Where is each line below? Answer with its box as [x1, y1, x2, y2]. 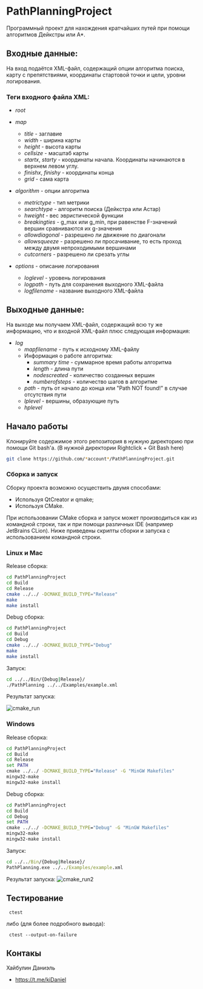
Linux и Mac [6, 549, 43, 557]
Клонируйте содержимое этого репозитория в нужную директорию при [6, 437, 194, 445]
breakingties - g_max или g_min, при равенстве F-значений [24, 218, 178, 226]
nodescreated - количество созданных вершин [33, 371, 155, 378]
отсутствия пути [24, 390, 67, 398]
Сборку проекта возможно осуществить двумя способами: [6, 484, 162, 491]
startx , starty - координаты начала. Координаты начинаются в [24, 156, 185, 164]
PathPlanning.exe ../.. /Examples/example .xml [6, 864, 123, 870]
